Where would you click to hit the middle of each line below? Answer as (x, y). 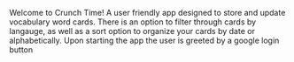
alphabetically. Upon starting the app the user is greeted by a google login (144, 40)
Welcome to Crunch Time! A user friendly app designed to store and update (147, 13)
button (21, 50)
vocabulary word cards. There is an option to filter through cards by (133, 22)
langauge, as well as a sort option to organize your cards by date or (132, 31)
